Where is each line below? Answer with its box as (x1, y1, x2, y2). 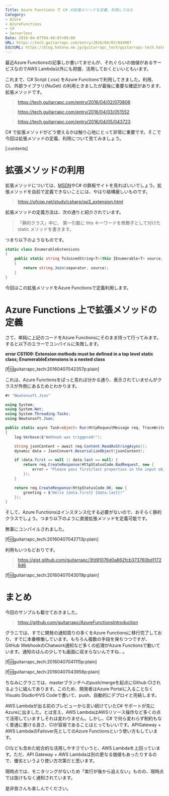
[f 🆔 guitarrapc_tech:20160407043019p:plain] (5, 572, 99, 578)
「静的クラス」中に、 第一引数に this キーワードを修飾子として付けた (17, 220, 161, 226)
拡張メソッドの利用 (5, 164, 85, 176)
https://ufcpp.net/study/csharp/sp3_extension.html (17, 199, 123, 205)
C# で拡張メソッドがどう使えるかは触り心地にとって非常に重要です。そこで (5, 129, 161, 135)
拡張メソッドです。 (5, 89, 45, 95)
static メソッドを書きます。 (17, 226, 74, 232)
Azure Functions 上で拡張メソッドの (5, 304, 157, 316)
